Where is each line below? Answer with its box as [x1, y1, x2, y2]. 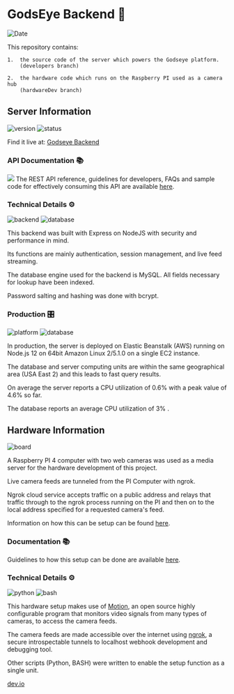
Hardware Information [7, 424, 105, 436]
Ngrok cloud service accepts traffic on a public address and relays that [7, 491, 211, 499]
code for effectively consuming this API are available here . [7, 183, 175, 191]
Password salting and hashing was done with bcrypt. [7, 292, 159, 300]
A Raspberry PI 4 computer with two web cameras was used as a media [7, 456, 214, 465]
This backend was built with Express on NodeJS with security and [7, 229, 197, 238]
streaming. [7, 257, 38, 265]
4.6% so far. [7, 390, 42, 399]
